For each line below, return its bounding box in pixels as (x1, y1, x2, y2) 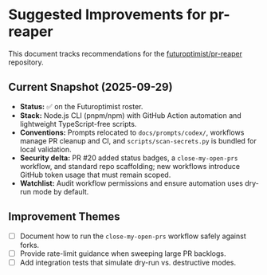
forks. (19, 240, 40, 249)
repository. (8, 57, 44, 67)
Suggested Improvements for (8, 6, 207, 24)
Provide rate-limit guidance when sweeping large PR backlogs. (19, 249, 226, 258)
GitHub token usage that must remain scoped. (19, 170, 171, 179)
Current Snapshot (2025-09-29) (8, 81, 173, 94)
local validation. (19, 144, 72, 154)
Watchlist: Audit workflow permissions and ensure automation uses (19, 178, 243, 188)
